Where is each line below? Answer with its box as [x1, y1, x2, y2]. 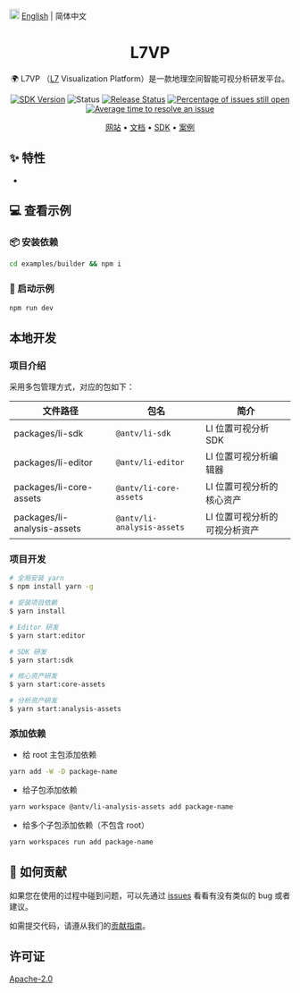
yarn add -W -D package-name [9, 768, 118, 777]
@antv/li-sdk [115, 429, 171, 438]
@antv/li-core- [115, 483, 180, 494]
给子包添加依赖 [21, 785, 78, 795]
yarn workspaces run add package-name [9, 837, 154, 847]
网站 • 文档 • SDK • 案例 [105, 122, 195, 132]
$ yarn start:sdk [9, 656, 74, 665]
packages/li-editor [13, 456, 94, 469]
